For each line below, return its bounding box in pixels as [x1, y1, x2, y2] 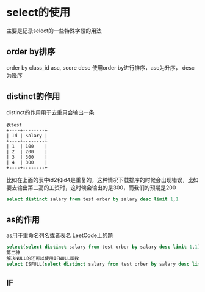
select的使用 [6, 5, 71, 20]
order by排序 [6, 46, 56, 57]
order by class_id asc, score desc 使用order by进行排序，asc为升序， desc [6, 64, 195, 71]
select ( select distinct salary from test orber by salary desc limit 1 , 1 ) [6, 244, 201, 250]
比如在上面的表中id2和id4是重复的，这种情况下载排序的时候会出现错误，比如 [6, 176, 199, 183]
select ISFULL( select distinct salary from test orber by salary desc [6, 261, 190, 267]
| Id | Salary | [6, 133, 48, 139]
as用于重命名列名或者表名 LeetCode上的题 [6, 232, 113, 239]
